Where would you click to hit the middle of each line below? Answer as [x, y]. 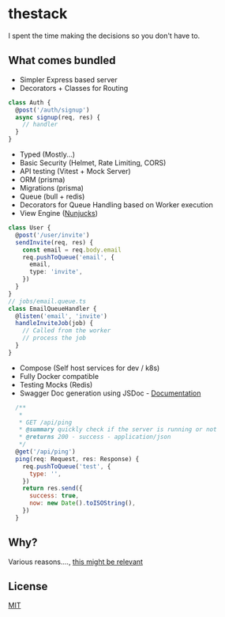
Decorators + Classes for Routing [74, 88]
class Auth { [30, 102]
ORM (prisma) [42, 180]
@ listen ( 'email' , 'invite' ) [62, 316]
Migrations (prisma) [52, 188]
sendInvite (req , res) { [54, 242]
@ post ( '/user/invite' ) [52, 235]
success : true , [54, 496]
